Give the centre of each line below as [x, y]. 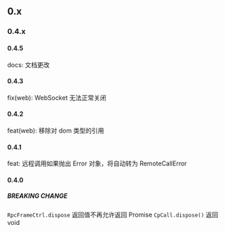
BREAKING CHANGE [37, 196]
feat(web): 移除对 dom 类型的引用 [56, 130]
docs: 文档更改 [29, 64]
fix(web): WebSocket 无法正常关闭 [57, 97]
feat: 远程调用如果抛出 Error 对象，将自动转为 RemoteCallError [97, 163]
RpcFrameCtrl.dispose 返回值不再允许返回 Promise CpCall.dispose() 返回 [113, 214]
